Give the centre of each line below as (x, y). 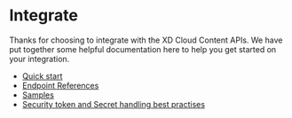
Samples (38, 95)
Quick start (42, 75)
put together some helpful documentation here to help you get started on (143, 49)
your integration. (39, 59)
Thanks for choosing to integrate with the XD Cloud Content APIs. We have (146, 40)
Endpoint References (60, 85)
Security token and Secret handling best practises (114, 104)
